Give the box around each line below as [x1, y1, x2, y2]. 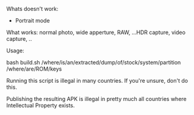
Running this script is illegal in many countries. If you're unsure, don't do [6, 77, 188, 84]
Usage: [6, 47, 24, 54]
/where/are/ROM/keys [6, 65, 62, 72]
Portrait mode [15, 17, 50, 24]
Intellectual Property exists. [6, 102, 75, 109]
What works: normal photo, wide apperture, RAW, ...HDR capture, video [6, 29, 186, 36]
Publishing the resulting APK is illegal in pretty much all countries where [6, 96, 187, 102]
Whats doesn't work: [6, 5, 59, 12]
